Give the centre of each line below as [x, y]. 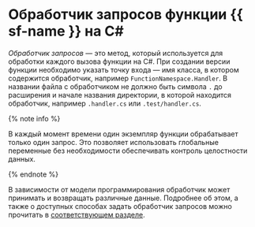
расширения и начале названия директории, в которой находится [120, 95]
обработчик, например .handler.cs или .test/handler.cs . [105, 103]
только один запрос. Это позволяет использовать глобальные [114, 142]
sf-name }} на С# [66, 31]
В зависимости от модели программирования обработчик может [119, 189]
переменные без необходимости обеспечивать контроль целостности [128, 151]
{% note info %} [34, 118]
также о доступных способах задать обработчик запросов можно [120, 206]
